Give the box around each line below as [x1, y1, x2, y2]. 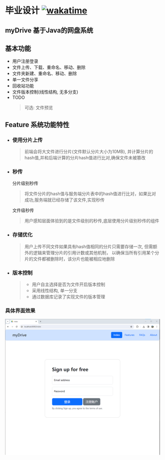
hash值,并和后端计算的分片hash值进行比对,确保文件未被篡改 [24, 155, 146, 161]
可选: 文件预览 [24, 105, 53, 111]
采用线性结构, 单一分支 [31, 287, 78, 293]
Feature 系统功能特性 [5, 121, 70, 129]
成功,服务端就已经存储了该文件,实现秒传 [24, 197, 105, 203]
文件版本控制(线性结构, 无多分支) [12, 89, 79, 95]
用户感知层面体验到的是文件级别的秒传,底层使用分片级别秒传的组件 [24, 218, 160, 224]
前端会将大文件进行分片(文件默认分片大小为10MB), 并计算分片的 [24, 149, 154, 154]
